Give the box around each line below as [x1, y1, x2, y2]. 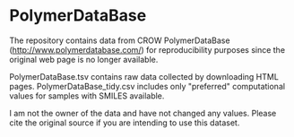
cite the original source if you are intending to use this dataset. [9, 117, 240, 128]
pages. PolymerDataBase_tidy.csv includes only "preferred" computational [9, 81, 285, 91]
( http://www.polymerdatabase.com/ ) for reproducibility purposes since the [9, 44, 285, 55]
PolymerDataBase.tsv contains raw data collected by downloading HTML [9, 71, 280, 81]
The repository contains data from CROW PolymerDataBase [9, 35, 230, 46]
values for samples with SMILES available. [9, 90, 165, 101]
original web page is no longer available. [9, 54, 159, 64]
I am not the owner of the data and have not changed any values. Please [9, 107, 277, 118]
